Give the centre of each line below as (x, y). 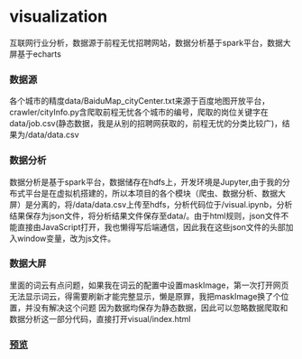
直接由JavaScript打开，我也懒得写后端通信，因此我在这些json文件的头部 (151, 226)
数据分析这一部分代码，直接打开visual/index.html (100, 318)
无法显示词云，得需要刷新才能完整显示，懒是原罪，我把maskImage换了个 (145, 296)
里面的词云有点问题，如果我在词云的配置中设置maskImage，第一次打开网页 (149, 285)
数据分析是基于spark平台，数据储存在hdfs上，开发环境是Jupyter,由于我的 (146, 181)
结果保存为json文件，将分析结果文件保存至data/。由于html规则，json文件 (145, 216)
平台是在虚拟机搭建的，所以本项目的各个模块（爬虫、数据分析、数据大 (155, 193)
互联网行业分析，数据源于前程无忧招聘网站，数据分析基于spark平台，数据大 (150, 42)
